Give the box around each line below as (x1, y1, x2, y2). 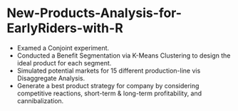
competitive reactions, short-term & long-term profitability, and (16, 89, 202, 97)
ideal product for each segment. (16, 58, 112, 67)
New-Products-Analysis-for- (6, 5, 182, 21)
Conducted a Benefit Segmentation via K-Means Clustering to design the (16, 51, 231, 60)
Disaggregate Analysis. (16, 73, 86, 83)
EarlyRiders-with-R (6, 20, 124, 36)
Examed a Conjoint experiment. (16, 43, 110, 52)
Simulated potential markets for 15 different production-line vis (16, 66, 201, 75)
